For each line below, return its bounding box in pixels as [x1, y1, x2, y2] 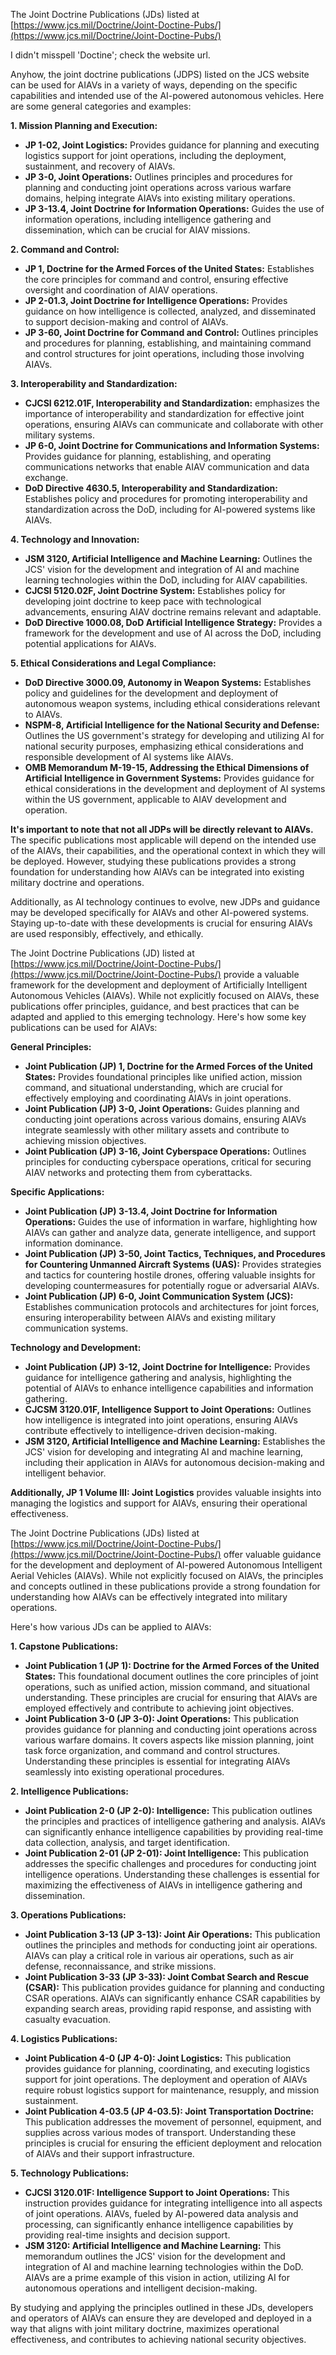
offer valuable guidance [223, 1549, 322, 1560]
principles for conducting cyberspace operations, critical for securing [24, 1156, 312, 1168]
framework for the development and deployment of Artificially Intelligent [10, 979, 308, 991]
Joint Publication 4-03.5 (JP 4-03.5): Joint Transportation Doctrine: [24, 2105, 315, 2117]
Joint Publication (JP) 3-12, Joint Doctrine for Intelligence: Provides [24, 1361, 311, 1373]
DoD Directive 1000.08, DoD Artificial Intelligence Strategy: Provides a [24, 617, 323, 628]
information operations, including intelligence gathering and [24, 214, 272, 225]
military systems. [24, 429, 95, 441]
